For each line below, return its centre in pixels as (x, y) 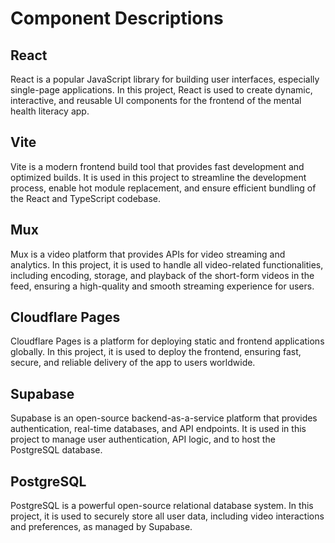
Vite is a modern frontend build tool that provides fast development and (157, 166)
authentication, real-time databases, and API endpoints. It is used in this (158, 429)
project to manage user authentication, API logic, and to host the (143, 439)
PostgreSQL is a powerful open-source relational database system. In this (162, 506)
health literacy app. (50, 111)
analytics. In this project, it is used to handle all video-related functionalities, (167, 264)
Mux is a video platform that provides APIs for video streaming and (148, 254)
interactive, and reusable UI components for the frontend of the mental (156, 100)
